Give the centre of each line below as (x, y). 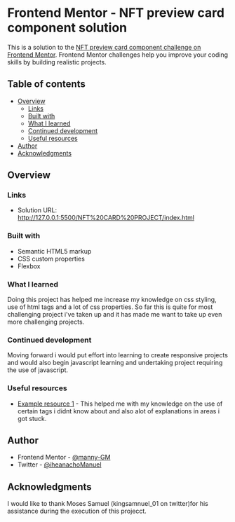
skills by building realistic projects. (57, 62)
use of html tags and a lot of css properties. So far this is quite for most (110, 307)
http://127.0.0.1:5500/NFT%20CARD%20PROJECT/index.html (106, 218)
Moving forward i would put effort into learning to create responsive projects (117, 355)
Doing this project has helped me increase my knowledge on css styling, (112, 300)
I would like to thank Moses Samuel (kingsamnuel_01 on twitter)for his (108, 504)
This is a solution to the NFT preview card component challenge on (104, 47)
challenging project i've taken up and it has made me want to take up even (115, 315)
